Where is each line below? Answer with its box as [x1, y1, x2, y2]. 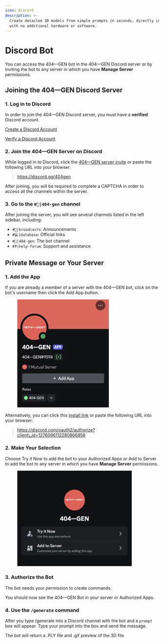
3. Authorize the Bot [5, 574, 54, 581]
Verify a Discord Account [5, 136, 56, 141]
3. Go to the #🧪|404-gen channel [5, 201, 81, 207]
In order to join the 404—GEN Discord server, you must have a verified [5, 112, 148, 117]
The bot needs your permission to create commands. [5, 585, 112, 591]
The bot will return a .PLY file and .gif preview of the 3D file [5, 632, 124, 638]
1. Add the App [5, 273, 41, 280]
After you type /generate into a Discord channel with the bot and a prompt [5, 618, 153, 623]
